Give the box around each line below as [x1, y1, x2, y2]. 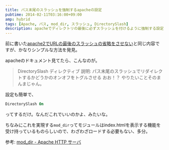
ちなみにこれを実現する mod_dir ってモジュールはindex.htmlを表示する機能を [5, 122, 161, 128]
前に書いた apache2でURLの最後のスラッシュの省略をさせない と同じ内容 [5, 41, 155, 47]
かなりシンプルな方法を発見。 [18, 47, 80, 53]
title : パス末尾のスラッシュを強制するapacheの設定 [5, 7, 102, 13]
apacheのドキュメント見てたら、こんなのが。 [5, 57, 100, 63]
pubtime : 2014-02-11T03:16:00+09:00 [5, 12, 82, 17]
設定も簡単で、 [5, 92, 36, 98]
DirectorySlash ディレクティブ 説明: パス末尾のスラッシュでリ [17, 68, 145, 74]
